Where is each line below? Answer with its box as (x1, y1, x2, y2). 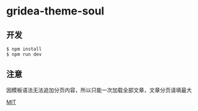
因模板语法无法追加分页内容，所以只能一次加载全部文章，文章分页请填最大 (6, 86, 192, 94)
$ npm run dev (6, 51, 42, 57)
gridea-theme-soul (6, 4, 105, 18)
